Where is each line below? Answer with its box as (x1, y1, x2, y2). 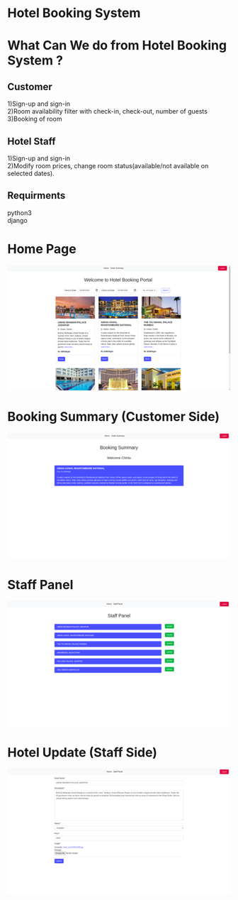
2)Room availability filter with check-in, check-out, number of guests (7, 107, 208, 116)
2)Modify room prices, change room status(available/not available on (7, 162, 209, 170)
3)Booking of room (7, 115, 62, 124)
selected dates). (7, 169, 55, 177)
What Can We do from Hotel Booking (7, 38, 227, 54)
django (7, 216, 28, 224)
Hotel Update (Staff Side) (7, 745, 158, 761)
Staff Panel (7, 576, 74, 593)
